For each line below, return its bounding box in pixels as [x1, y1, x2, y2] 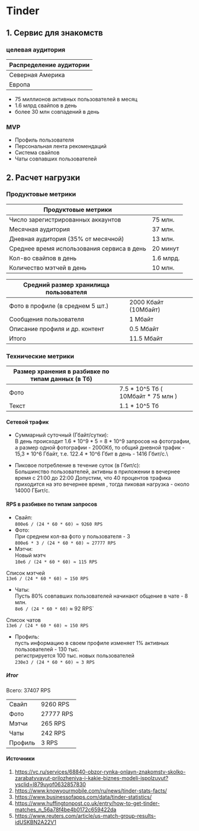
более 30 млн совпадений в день [14, 108, 99, 115]
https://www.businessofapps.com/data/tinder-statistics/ [14, 793, 152, 800]
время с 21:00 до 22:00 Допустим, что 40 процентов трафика [14, 474, 171, 482]
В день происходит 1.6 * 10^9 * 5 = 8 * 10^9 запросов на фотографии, [14, 438, 191, 445]
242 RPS [40, 729, 66, 737]
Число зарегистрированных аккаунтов [9, 215, 121, 223]
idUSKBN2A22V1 [14, 819, 56, 826]
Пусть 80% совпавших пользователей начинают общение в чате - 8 [14, 592, 188, 599]
